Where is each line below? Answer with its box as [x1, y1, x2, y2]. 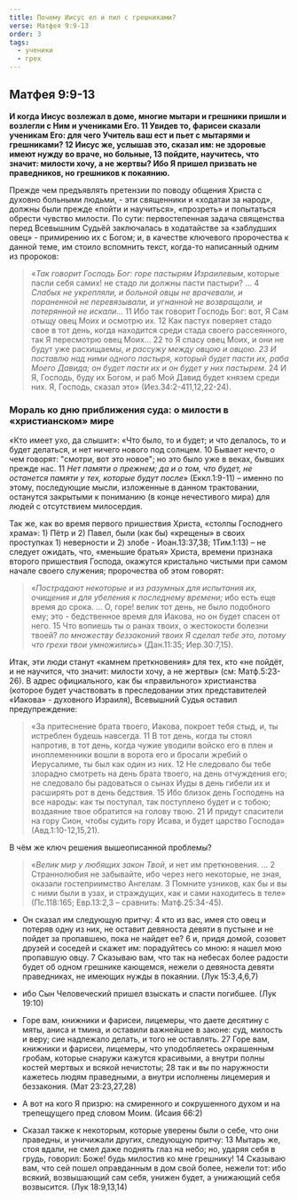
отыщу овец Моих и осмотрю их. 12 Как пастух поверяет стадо [30, 315, 272, 325]
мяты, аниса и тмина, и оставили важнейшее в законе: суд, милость [21, 1024, 284, 1036]
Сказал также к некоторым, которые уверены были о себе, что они [21, 1125, 279, 1136]
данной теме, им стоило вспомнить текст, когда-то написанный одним [9, 241, 279, 252]
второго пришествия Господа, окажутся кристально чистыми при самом [9, 556, 288, 567]
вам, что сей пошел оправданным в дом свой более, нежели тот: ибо [21, 1163, 286, 1173]
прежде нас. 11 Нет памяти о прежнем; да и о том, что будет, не [9, 463, 253, 474]
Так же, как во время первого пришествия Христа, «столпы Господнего [9, 518, 284, 529]
